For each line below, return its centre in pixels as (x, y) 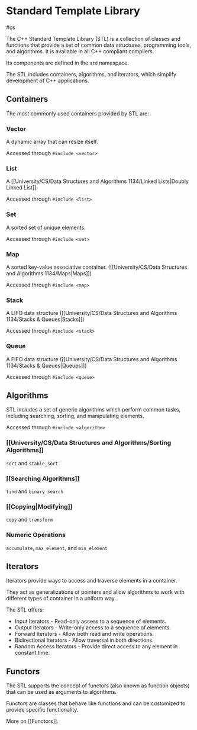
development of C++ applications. (48, 81)
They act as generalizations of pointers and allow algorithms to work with (96, 592)
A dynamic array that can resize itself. (52, 142)
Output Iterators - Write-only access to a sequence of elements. (93, 628)
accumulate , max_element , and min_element (57, 548)
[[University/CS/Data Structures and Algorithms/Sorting (89, 443)
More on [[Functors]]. (33, 721)
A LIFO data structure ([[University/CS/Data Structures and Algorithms (92, 313)
